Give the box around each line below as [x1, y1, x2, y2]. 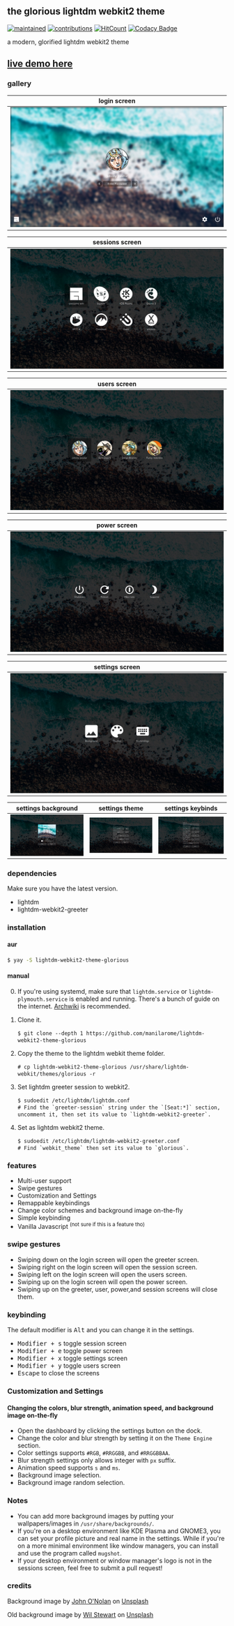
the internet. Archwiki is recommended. [17, 1001, 131, 1010]
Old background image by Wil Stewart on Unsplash [7, 1610, 154, 1618]
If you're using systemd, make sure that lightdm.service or [17, 987, 187, 995]
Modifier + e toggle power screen [17, 1347, 123, 1355]
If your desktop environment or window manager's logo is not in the [17, 1556, 212, 1565]
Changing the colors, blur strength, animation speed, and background [7, 1403, 214, 1412]
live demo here [7, 58, 73, 70]
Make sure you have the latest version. [7, 884, 118, 893]
